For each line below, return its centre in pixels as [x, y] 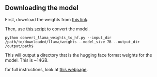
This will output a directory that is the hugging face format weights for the [79, 55]
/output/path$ [19, 46]
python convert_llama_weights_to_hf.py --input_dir [58, 38]
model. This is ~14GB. [27, 60]
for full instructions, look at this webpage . [47, 69]
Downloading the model [42, 8]
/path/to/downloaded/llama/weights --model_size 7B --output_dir [72, 42]
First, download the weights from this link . [47, 19]
